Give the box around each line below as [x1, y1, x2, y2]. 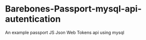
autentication [5, 13, 61, 25]
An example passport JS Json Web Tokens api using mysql [5, 29, 124, 35]
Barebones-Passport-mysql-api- [5, 3, 142, 14]
